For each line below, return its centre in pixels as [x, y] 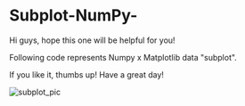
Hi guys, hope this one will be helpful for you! [92, 40]
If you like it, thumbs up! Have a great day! [87, 74]
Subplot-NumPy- [73, 16]
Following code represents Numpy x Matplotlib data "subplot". [123, 57]
